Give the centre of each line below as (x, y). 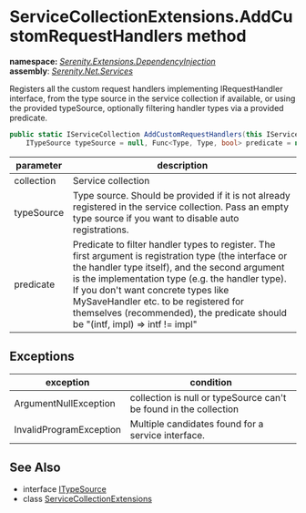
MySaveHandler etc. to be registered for (158, 301)
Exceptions (42, 357)
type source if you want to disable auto (156, 218)
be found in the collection (184, 409)
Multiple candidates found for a (197, 424)
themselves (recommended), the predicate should (179, 313)
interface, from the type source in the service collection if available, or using (153, 98)
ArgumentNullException (65, 403)
